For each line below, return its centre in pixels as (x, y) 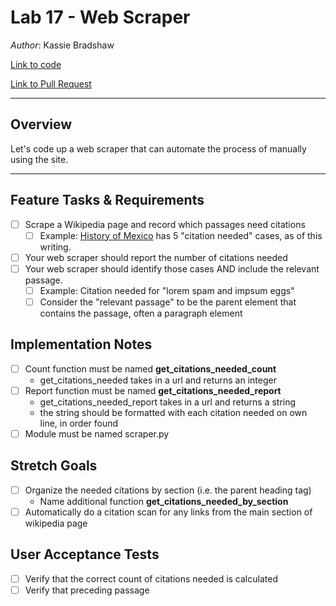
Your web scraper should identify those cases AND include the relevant (172, 268)
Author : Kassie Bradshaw (62, 45)
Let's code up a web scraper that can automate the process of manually (158, 148)
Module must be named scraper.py (97, 433)
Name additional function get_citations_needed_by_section (164, 501)
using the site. (39, 159)
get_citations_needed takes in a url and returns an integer (158, 380)
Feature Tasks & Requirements (107, 200)
